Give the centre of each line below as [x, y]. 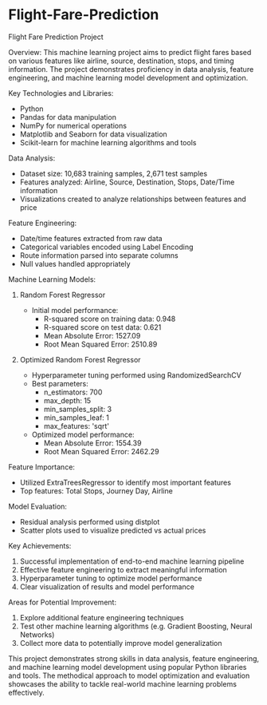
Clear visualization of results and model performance [107, 586]
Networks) [37, 634]
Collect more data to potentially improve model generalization [121, 643]
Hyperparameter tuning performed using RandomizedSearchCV [136, 375]
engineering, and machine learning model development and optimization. [128, 77]
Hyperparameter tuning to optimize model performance [111, 578]
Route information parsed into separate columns [99, 255]
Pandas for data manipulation [68, 117]
